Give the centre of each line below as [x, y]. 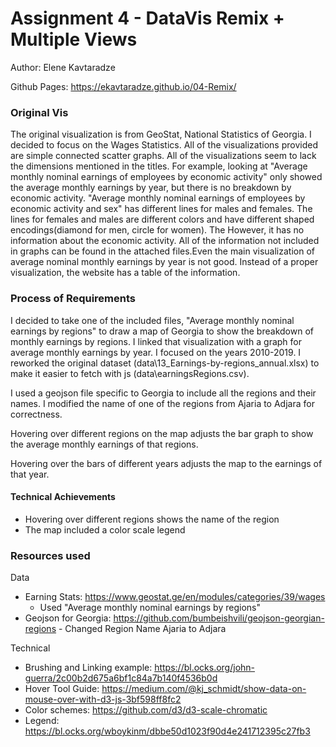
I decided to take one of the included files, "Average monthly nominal [152, 320]
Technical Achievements [63, 497]
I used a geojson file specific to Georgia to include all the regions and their [163, 393]
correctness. [36, 414]
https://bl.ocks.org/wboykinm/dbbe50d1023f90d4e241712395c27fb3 [167, 731]
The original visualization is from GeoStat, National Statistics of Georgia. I [161, 134]
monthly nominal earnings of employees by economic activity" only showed [166, 177]
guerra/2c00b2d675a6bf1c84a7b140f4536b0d [121, 678]
